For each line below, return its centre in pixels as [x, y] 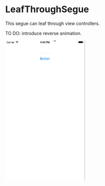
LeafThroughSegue [47, 9]
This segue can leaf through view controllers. [52, 23]
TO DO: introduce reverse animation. [44, 33]
